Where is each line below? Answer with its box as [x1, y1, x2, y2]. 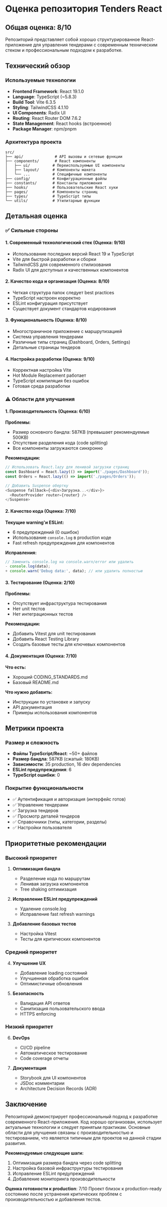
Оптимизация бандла [12, 866, 61, 872]
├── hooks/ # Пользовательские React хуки [5, 185, 118, 190]
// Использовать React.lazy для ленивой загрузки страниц [5, 464, 129, 470]
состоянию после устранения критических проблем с [5, 1191, 122, 1197]
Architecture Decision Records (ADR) [20, 1085, 97, 1091]
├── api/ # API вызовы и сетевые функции [5, 154, 123, 159]
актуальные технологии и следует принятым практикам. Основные [5, 1124, 151, 1130]
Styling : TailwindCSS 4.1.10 [12, 104, 69, 110]
